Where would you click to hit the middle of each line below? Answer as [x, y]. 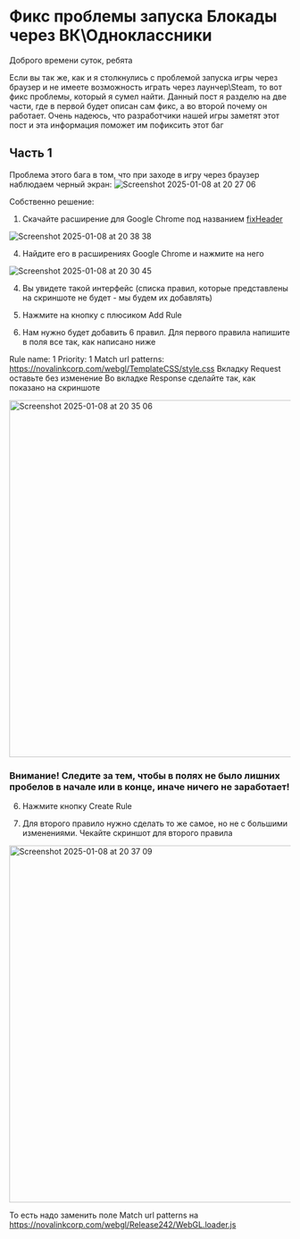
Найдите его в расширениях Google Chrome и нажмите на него [143, 253]
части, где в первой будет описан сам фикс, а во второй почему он [138, 105]
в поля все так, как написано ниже [89, 341]
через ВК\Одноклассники [111, 35]
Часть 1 [31, 153]
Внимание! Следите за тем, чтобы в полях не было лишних [145, 775]
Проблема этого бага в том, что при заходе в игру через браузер [134, 174]
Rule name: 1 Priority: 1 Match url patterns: [87, 358]
